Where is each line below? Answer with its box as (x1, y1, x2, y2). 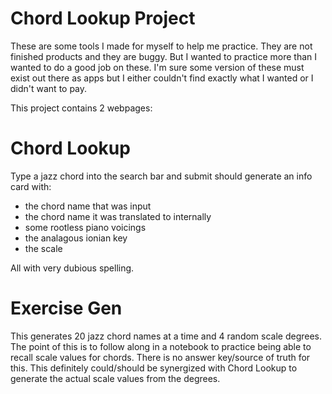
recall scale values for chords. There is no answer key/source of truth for (10, 351, 311, 363)
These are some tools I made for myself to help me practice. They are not (10, 40, 313, 52)
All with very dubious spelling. (10, 262, 135, 274)
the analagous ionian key (24, 232, 128, 244)
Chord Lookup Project (10, 7, 196, 30)
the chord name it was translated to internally (24, 210, 212, 222)
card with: (10, 180, 52, 192)
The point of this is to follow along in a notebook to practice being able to (10, 340, 312, 352)
